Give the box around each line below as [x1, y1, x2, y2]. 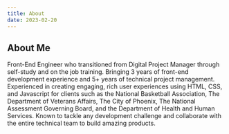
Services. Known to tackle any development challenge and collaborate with [7, 112, 221, 120]
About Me [7, 42, 51, 54]
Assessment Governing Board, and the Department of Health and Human [7, 104, 215, 113]
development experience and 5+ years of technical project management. [7, 75, 215, 84]
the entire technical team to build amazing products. [7, 119, 156, 128]
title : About [7, 10, 45, 17]
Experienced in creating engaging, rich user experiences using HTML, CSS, [7, 82, 223, 90]
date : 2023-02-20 [7, 17, 57, 23]
